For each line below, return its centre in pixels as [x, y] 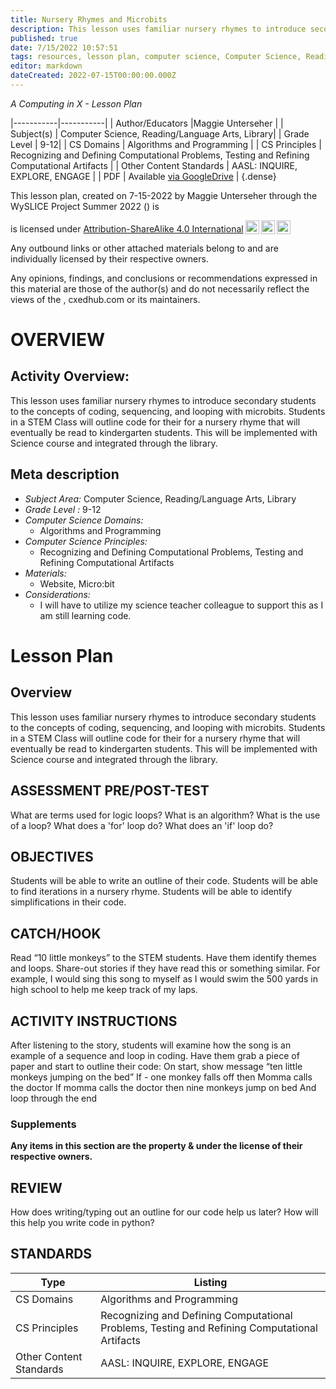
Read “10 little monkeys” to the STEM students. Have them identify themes [163, 958]
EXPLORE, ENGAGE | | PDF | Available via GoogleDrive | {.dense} [143, 176]
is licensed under [46, 228]
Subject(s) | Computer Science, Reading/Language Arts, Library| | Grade [160, 133]
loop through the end [54, 1098]
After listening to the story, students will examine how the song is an [151, 1045]
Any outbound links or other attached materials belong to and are [144, 248]
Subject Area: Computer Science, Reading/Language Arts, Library [160, 498]
